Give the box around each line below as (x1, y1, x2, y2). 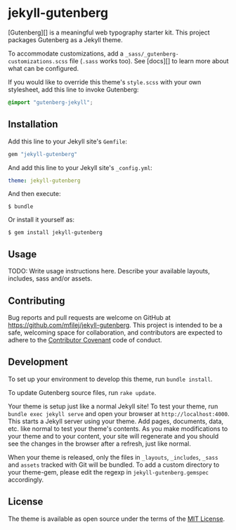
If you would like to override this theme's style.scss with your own (8, 77, 202, 86)
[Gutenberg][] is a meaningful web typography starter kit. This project (8, 28, 210, 37)
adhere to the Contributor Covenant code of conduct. (8, 336, 162, 344)
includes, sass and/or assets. (8, 274, 93, 283)
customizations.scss (8, 58, 69, 65)
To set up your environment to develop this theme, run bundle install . (8, 375, 213, 383)
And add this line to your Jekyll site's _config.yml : (8, 163, 153, 172)
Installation (8, 118, 58, 131)
